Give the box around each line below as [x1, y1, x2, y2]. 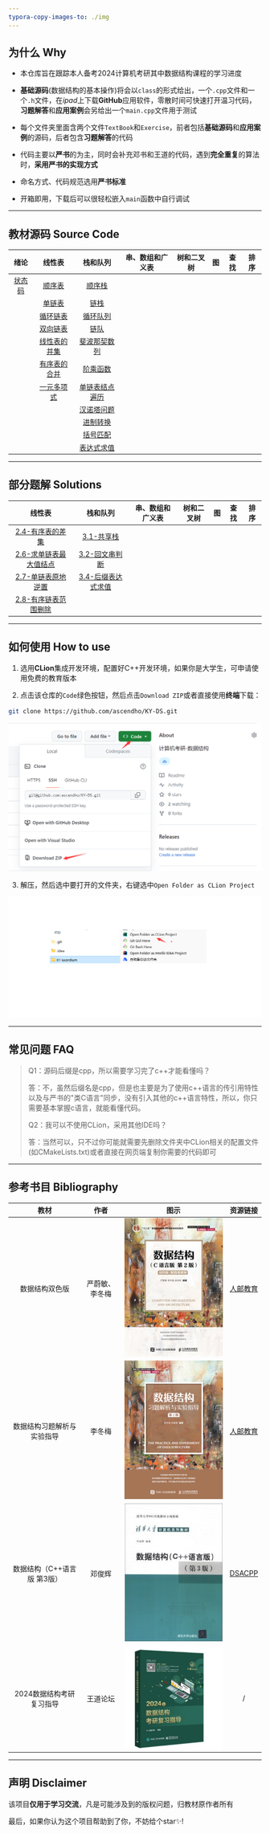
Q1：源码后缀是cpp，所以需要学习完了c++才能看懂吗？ [27, 1065, 211, 1076]
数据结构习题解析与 [13, 1421, 77, 1431]
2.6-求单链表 [14, 549, 59, 558]
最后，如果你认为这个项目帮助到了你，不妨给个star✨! [8, 1816, 184, 1826]
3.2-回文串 [79, 549, 117, 558]
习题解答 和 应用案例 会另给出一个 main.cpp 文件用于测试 [19, 105, 198, 116]
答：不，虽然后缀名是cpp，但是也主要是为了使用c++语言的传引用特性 [27, 1083, 259, 1092]
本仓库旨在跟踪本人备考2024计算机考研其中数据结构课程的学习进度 [19, 68, 243, 78]
